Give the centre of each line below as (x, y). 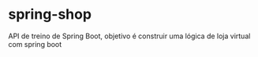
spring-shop (50, 14)
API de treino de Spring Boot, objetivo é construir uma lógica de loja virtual (129, 36)
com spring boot (35, 44)
